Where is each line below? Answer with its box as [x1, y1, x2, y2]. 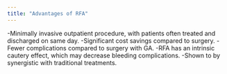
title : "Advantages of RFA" [7, 10, 89, 17]
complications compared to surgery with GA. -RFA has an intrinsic [26, 44, 215, 52]
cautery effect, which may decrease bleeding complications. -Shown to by [7, 51, 221, 59]
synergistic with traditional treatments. [7, 58, 117, 66]
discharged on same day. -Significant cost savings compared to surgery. [7, 36, 215, 45]
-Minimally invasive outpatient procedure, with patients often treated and [7, 29, 216, 37]
